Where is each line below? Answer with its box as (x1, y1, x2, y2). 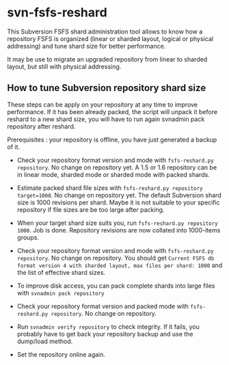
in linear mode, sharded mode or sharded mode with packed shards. (16, 170, 210, 178)
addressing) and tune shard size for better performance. (7, 42, 166, 50)
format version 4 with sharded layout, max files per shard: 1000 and (16, 261, 223, 269)
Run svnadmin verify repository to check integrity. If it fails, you (16, 323, 200, 331)
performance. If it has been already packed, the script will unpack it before (7, 107, 217, 116)
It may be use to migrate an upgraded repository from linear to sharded (7, 55, 208, 63)
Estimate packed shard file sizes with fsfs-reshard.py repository (16, 183, 203, 192)
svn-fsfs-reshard (7, 5, 107, 21)
